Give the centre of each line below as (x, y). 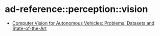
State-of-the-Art (29, 28)
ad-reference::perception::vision (76, 9)
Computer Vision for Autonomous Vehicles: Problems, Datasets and (83, 23)
